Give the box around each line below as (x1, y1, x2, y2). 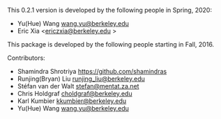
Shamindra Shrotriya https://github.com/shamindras (17, 68, 167, 75)
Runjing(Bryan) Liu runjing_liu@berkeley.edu (17, 74, 145, 83)
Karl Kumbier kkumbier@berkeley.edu (17, 97, 127, 105)
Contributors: (7, 54, 45, 62)
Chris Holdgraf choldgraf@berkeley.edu (17, 90, 132, 97)
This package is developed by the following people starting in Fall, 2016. (7, 40, 215, 48)
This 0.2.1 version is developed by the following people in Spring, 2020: (7, 6, 213, 14)
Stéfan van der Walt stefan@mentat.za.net (17, 82, 139, 90)
